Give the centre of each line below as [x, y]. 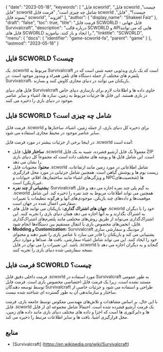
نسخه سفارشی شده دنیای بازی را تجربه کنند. [53, 250]
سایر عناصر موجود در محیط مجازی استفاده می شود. [53, 132]
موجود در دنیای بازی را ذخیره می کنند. [40, 100]
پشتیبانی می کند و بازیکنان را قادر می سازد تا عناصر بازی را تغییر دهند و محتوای [83, 234]
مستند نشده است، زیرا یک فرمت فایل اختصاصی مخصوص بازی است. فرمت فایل [78, 282]
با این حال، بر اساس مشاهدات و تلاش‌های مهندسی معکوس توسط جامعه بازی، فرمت [81, 302]
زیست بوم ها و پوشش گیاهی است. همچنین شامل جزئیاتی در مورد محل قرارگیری [85, 172]
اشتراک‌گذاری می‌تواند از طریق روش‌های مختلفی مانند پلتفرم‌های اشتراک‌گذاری [83, 219]
